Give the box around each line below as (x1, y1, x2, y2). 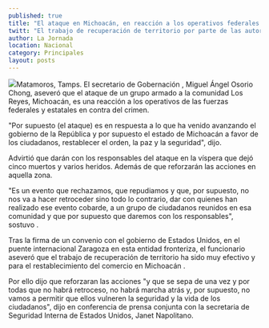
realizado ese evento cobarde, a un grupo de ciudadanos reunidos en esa (8, 202, 252, 213)
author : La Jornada (8, 34, 74, 43)
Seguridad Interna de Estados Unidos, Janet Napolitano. (8, 310, 194, 320)
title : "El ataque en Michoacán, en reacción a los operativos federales (8, 19, 260, 27)
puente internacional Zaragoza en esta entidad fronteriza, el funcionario (8, 244, 246, 253)
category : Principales (8, 49, 84, 57)
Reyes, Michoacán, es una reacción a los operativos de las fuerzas (8, 96, 229, 106)
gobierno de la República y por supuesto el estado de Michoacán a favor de (8, 129, 259, 139)
